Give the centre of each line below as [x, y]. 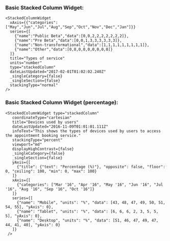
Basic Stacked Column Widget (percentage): [62, 103]
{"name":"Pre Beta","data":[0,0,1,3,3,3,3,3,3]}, [68, 41]
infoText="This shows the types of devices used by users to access [86, 131]
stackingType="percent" [37, 140]
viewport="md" [27, 144]
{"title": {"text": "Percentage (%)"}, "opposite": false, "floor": [91, 167]
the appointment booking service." [43, 135]
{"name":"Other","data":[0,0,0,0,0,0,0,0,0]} [64, 50]
